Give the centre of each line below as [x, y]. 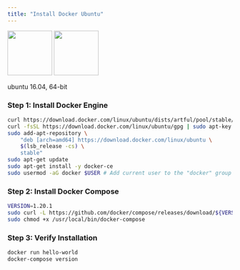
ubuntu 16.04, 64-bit [37, 86]
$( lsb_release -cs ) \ [52, 146]
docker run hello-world [43, 253]
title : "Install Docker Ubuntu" [55, 14]
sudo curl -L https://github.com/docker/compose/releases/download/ [111, 212]
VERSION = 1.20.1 [30, 206]
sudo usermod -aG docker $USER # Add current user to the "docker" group [120, 173]
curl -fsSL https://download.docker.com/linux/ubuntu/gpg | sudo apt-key [120, 126]
